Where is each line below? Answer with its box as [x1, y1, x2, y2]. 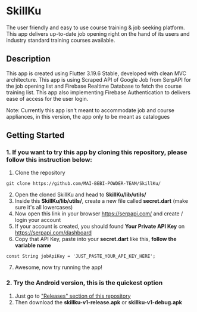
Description [6, 54, 51, 64]
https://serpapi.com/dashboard [14, 229, 92, 236]
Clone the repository [14, 169, 65, 177]
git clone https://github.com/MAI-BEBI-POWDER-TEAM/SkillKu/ [6, 181, 161, 187]
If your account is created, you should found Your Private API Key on [14, 223, 185, 230]
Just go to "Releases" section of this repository [14, 292, 131, 299]
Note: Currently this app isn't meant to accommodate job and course [6, 106, 174, 114]
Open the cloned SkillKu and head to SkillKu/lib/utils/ [14, 191, 146, 198]
